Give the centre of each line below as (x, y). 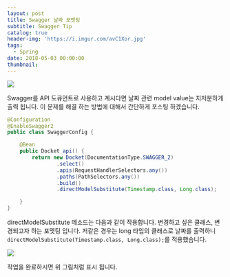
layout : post (26, 13)
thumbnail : (23, 65)
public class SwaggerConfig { (51, 132)
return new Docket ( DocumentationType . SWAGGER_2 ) (103, 157)
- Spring (26, 52)
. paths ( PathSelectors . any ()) (98, 177)
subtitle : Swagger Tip (40, 26)
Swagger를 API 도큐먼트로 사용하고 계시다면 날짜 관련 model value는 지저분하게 (115, 98)
